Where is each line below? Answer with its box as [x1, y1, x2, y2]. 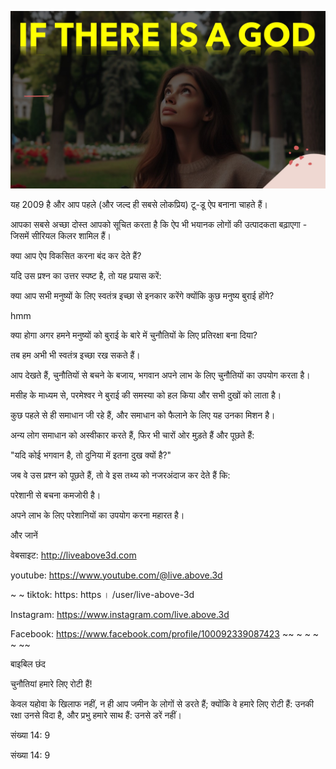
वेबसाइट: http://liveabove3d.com [10, 549, 137, 561]
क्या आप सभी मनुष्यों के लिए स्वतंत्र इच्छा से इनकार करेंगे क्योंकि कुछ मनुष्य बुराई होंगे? [10, 289, 275, 301]
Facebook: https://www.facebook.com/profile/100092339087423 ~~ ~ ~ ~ [10, 627, 320, 640]
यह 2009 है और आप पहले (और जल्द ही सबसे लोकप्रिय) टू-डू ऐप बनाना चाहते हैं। [10, 198, 268, 210]
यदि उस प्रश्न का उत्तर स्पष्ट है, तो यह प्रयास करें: [10, 269, 162, 281]
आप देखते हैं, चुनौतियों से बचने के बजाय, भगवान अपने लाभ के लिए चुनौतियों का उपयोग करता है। [10, 369, 311, 381]
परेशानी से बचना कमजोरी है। [10, 489, 102, 501]
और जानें [10, 529, 38, 541]
